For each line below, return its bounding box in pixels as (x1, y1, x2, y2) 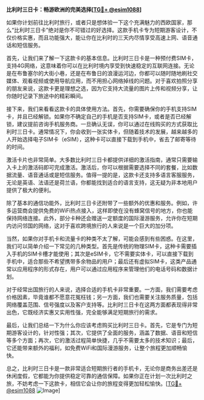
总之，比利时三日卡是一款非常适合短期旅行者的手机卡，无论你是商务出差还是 (6, 365, 198, 372)
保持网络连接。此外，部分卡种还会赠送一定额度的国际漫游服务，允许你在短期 (6, 215, 198, 222)
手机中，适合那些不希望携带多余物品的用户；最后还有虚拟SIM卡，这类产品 (6, 258, 192, 265)
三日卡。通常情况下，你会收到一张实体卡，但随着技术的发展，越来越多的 (16, 128, 198, 135)
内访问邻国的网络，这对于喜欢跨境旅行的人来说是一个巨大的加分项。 (6, 222, 177, 229)
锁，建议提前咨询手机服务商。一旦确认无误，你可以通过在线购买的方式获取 (6, 121, 192, 127)
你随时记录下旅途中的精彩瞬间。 (6, 92, 86, 100)
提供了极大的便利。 (6, 186, 55, 194)
